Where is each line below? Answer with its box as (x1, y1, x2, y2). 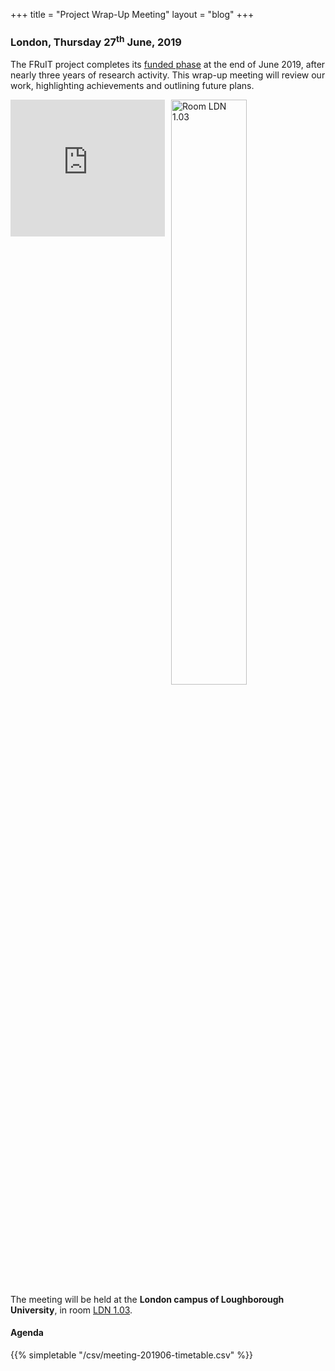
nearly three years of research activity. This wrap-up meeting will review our (10, 69, 326, 81)
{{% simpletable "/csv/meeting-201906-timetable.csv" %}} (10, 1349, 253, 1361)
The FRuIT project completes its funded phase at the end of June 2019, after (10, 58, 326, 70)
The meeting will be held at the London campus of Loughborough (10, 1293, 285, 1305)
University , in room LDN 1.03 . (10, 1304, 133, 1316)
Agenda (10, 1327, 44, 1339)
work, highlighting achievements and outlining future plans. (10, 79, 255, 91)
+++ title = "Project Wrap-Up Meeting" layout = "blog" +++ (10, 9, 255, 20)
